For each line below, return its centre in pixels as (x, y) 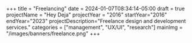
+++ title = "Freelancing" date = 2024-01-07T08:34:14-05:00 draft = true (95, 9)
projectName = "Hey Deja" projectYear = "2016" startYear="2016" (87, 15)
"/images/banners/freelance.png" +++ (53, 34)
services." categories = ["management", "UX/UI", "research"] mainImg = (95, 27)
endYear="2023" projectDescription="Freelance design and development (96, 21)
